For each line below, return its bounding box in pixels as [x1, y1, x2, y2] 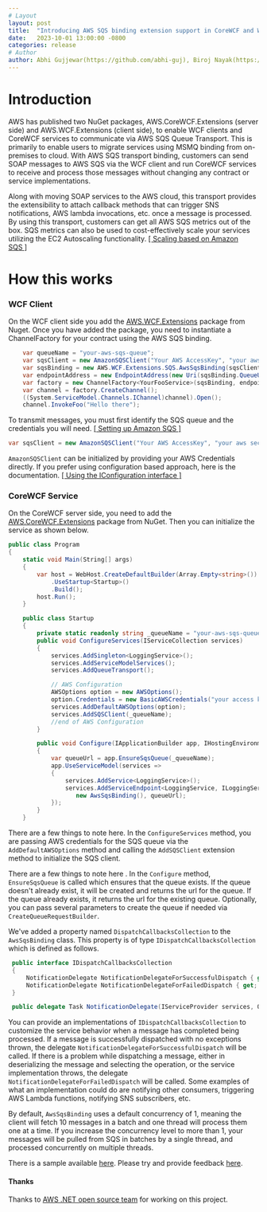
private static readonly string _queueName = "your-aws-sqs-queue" [37, 630, 265, 637]
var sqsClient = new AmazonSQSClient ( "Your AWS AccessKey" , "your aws [8, 439, 247, 447]
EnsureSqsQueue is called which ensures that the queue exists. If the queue [8, 877, 251, 887]
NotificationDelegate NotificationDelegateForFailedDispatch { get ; [25, 981, 258, 989]
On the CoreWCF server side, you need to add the [8, 508, 172, 518]
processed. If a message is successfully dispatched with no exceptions [8, 1034, 242, 1044]
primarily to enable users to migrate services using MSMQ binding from [8, 142, 242, 151]
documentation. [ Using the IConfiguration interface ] [8, 471, 182, 480]
